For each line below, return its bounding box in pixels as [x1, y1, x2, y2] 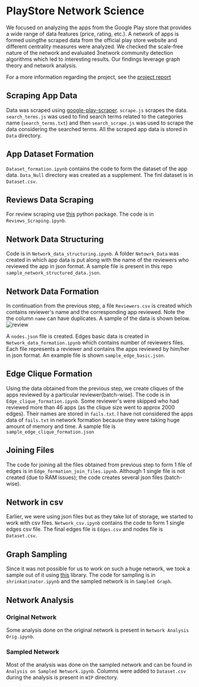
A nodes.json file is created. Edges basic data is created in [6, 332, 150, 340]
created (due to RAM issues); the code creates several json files [6, 474, 163, 481]
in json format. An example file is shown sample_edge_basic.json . [6, 352, 165, 359]
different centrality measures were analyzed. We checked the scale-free [6, 43, 184, 50]
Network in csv [6, 498, 64, 508]
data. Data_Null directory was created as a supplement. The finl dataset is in [6, 171, 194, 178]
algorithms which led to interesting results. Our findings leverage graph [6, 55, 181, 63]
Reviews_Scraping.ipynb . [6, 217, 67, 224]
